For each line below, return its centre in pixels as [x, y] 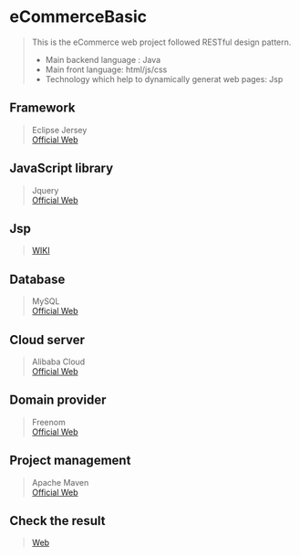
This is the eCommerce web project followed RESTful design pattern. [161, 42]
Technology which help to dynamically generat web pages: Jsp [164, 79]
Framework [42, 108]
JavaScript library [62, 168]
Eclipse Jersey [59, 130]
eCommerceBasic [78, 17]
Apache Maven [60, 482]
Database [37, 279]
